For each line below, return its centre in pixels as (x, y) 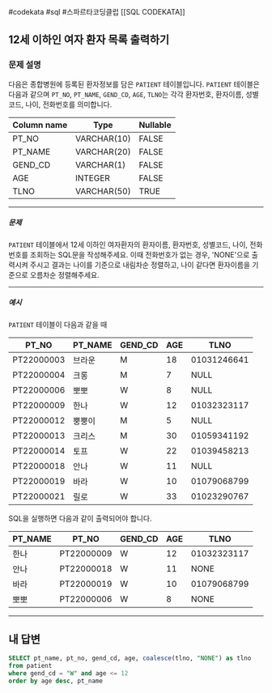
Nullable (155, 125)
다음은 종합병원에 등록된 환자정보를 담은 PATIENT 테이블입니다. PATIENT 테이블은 (134, 84)
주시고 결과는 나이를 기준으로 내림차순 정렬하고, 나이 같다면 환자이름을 (140, 265)
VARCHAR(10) (103, 138)
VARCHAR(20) (103, 151)
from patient (30, 666)
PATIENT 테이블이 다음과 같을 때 (58, 324)
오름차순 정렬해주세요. (64, 274)
